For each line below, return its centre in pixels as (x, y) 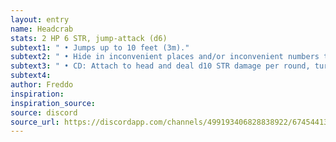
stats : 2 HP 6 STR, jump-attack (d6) (89, 38)
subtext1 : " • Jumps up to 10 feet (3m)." (100, 47)
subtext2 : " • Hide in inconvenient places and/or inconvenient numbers (165, 57)
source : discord (44, 112)
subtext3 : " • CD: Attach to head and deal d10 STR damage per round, (160, 66)
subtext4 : (31, 76)
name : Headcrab (42, 29)
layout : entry (40, 19)
